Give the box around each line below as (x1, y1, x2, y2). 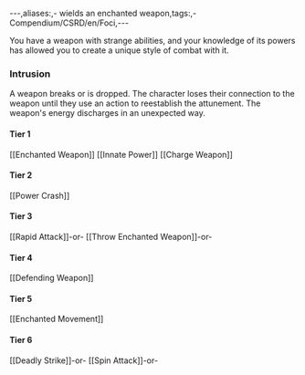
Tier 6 (9, 334, 33, 345)
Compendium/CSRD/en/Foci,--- (9, 17, 130, 28)
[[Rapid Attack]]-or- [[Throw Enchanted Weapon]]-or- (9, 231, 213, 242)
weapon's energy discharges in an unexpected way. (9, 108, 205, 119)
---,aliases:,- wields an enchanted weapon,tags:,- (9, 8, 197, 18)
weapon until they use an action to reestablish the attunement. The (9, 98, 261, 109)
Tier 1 (9, 128, 31, 140)
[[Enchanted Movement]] (9, 314, 104, 325)
